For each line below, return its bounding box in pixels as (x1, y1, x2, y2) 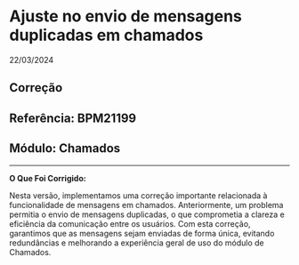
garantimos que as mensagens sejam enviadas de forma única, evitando (9, 228, 275, 238)
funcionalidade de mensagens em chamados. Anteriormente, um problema (9, 199, 284, 210)
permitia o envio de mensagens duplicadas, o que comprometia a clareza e (9, 209, 285, 220)
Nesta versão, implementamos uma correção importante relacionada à (9, 189, 268, 201)
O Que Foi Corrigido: (9, 173, 86, 183)
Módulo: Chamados (9, 141, 121, 157)
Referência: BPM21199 (9, 110, 136, 125)
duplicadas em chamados (9, 25, 204, 45)
